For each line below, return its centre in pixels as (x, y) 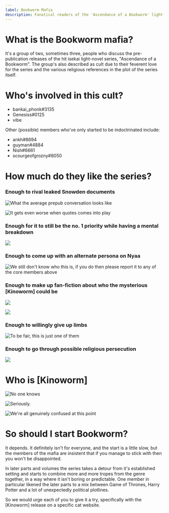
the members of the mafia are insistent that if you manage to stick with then (83, 453)
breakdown (19, 232)
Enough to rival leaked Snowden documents (60, 192)
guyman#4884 (28, 145)
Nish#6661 (24, 150)
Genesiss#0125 (28, 115)
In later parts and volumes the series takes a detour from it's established (80, 469)
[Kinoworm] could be (31, 292)
